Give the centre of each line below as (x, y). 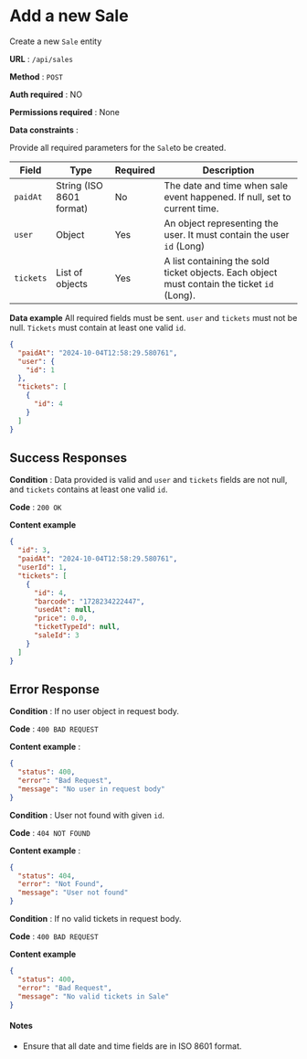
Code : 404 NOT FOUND (50, 832)
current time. (191, 209)
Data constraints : (44, 130)
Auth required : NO (46, 94)
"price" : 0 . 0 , (61, 618)
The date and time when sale (226, 186)
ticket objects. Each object (221, 273)
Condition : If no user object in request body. (95, 711)
